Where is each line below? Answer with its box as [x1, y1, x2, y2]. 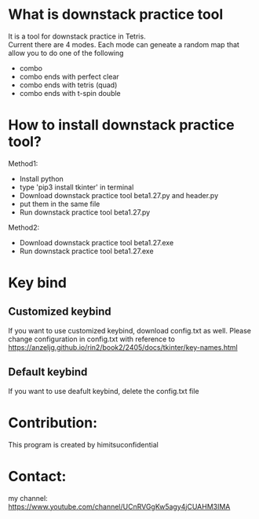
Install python [19, 174, 64, 183]
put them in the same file [19, 199, 100, 208]
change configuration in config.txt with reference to [8, 334, 175, 344]
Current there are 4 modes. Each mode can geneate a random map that [8, 39, 239, 49]
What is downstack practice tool [8, 6, 224, 24]
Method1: [8, 159, 38, 168]
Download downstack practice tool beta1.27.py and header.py [19, 190, 219, 200]
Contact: [8, 467, 67, 485]
